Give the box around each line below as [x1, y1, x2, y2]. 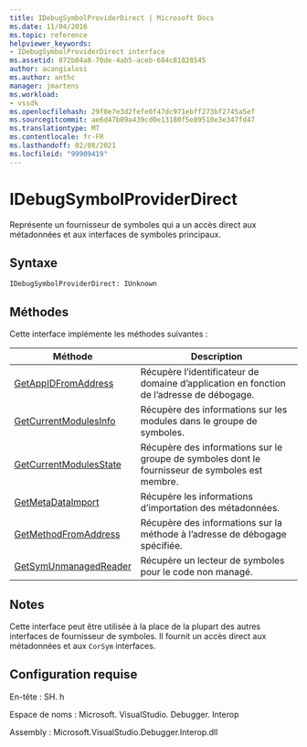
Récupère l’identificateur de [140, 366, 259, 379]
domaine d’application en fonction [140, 377, 286, 390]
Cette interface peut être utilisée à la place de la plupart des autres [9, 621, 261, 632]
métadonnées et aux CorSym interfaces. [9, 641, 156, 651]
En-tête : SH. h [9, 691, 65, 702]
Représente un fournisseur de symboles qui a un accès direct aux [9, 219, 257, 229]
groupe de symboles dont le [140, 453, 261, 465]
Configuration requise [9, 667, 138, 682]
